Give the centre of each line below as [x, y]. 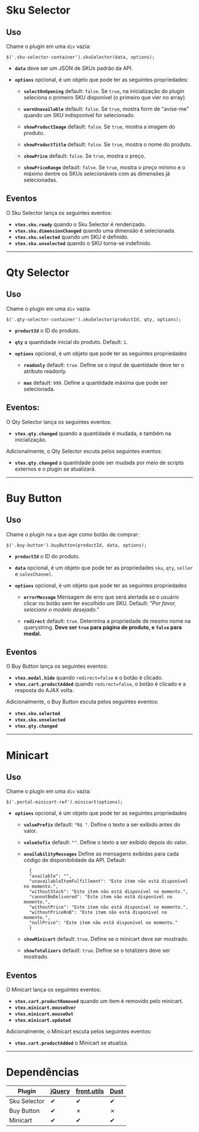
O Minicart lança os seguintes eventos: [54, 990]
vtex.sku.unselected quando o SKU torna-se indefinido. [83, 243]
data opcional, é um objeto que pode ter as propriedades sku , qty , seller [104, 567]
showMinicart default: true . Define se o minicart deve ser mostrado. [106, 939]
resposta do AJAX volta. [44, 690]
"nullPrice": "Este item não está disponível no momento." [103, 923]
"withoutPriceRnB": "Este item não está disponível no [98, 912]
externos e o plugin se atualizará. [55, 469]
